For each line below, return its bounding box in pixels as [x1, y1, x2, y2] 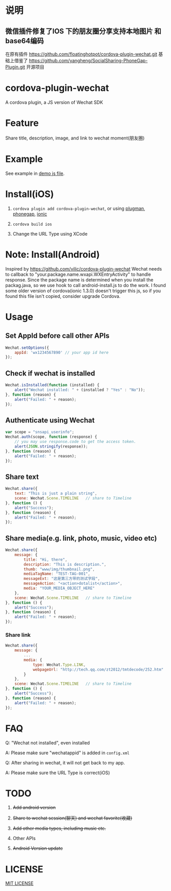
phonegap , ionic [12, 210, 47, 217]
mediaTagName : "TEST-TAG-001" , [24, 572, 91, 577]
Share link [5, 631, 31, 638]
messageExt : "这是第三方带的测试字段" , [24, 576, 100, 581]
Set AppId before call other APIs [5, 331, 110, 340]
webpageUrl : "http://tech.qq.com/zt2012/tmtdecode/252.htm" [32, 667, 164, 672]
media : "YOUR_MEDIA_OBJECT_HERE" [24, 586, 95, 591]
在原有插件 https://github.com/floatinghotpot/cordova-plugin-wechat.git [5, 51, 158, 57]
